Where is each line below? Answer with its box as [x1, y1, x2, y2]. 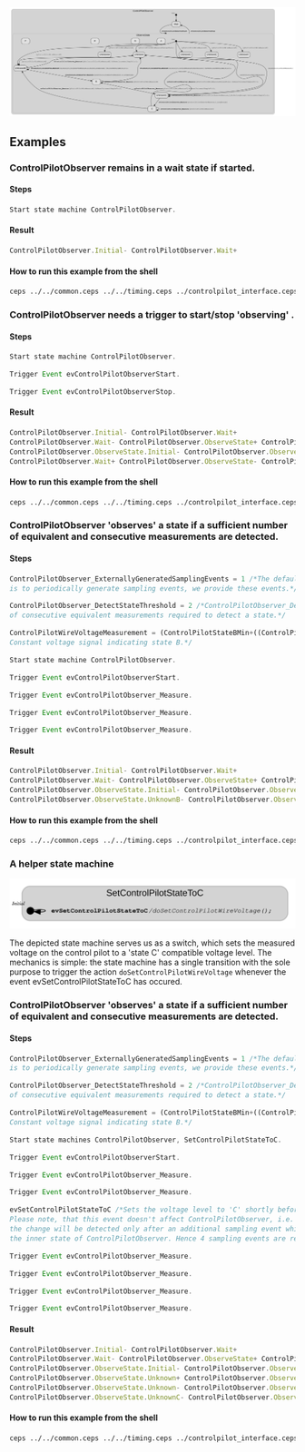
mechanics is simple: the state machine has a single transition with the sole [9, 957, 290, 968]
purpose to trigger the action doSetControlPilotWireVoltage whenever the [9, 966, 287, 977]
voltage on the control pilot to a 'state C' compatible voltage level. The [9, 947, 272, 958]
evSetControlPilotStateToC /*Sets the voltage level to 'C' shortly [9, 1205, 274, 1214]
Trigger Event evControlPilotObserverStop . [9, 387, 177, 397]
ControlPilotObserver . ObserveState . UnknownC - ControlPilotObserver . [9, 1392, 274, 1402]
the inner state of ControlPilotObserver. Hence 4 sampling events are [9, 1233, 286, 1243]
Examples [9, 134, 66, 150]
